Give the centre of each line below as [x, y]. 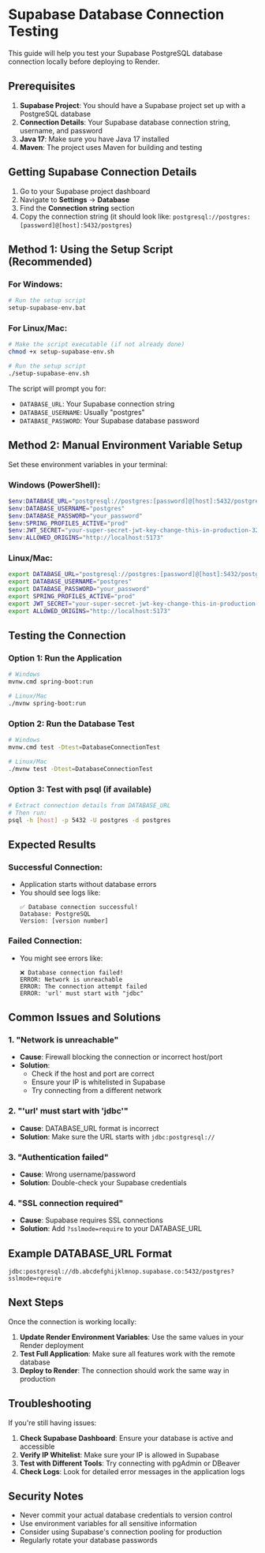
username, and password [61, 130]
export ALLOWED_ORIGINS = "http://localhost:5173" [90, 611]
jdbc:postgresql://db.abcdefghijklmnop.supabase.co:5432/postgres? [121, 1271]
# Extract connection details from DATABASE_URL [90, 805]
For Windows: [35, 284]
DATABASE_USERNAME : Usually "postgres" [82, 412]
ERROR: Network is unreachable [71, 979]
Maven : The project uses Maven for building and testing [111, 147]
